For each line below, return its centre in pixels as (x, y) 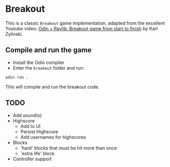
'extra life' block (37, 153)
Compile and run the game (49, 50)
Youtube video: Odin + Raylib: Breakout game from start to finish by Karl (82, 28)
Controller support (32, 159)
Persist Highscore (39, 132)
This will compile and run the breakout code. (52, 87)
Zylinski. (14, 34)
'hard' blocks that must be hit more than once (69, 148)
